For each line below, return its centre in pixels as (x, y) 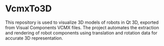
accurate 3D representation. (34, 38)
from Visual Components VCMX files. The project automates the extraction (82, 27)
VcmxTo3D (28, 9)
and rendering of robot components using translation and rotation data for (81, 33)
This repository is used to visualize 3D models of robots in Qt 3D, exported (82, 22)
